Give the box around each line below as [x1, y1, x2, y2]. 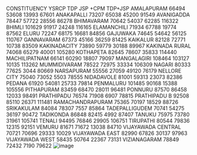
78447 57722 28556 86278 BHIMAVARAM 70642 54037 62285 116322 [6, 18, 179, 24]
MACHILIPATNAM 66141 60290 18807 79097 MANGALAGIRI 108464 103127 [6, 55, 189, 62]
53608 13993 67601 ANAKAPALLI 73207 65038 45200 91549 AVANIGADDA [6, 11, 190, 18]
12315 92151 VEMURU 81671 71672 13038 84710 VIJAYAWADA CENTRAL [6, 123, 181, 130]
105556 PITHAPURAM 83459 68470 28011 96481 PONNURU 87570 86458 [6, 86, 187, 93]
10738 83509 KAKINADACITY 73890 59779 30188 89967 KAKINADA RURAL [6, 42, 191, 49]
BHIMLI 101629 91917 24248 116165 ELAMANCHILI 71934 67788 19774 [6, 23, 177, 31]
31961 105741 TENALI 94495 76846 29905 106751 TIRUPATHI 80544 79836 [6, 117, 190, 124]
